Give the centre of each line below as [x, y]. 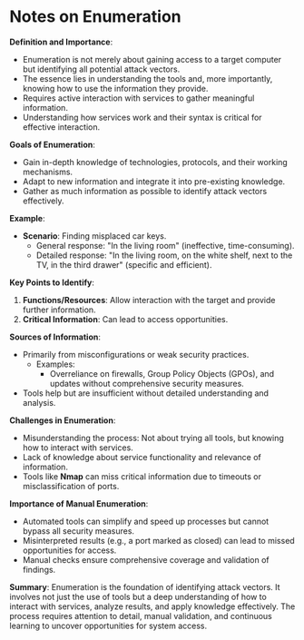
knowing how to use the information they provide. [115, 88]
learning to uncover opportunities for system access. [108, 625]
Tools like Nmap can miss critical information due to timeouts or [142, 476]
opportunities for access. [69, 550]
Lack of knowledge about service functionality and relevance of [142, 457]
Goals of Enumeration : [52, 144]
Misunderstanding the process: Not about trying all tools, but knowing [153, 438]
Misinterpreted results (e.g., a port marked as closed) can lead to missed [158, 540]
